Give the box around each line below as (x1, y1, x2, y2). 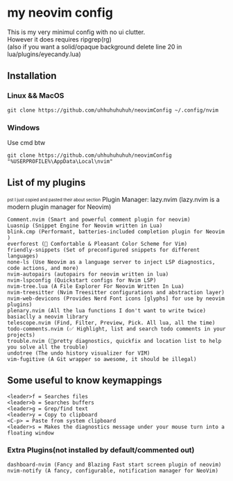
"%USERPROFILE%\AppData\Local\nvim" (7, 158, 113, 164)
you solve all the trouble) (7, 344, 89, 351)
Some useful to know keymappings (7, 375, 162, 387)
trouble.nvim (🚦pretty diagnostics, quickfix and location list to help (7, 337, 222, 344)
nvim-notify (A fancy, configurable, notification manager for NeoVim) (7, 467, 218, 474)
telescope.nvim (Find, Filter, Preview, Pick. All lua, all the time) (7, 319, 216, 326)
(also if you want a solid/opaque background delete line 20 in (7, 42, 182, 51)
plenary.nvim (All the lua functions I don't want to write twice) (7, 307, 207, 314)
